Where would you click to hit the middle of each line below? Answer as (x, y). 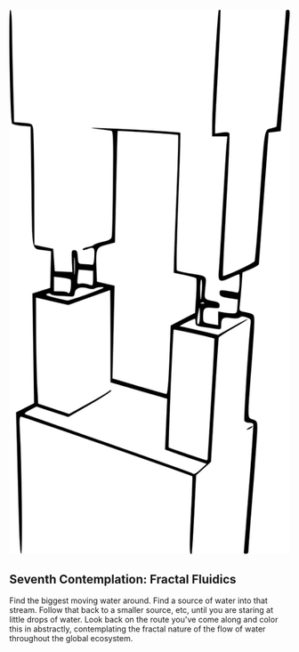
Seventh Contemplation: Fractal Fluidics (123, 579)
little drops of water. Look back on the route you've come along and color (144, 620)
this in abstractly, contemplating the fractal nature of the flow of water (137, 629)
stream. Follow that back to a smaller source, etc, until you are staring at (141, 610)
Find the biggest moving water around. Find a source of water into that (139, 600)
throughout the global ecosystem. (71, 639)
